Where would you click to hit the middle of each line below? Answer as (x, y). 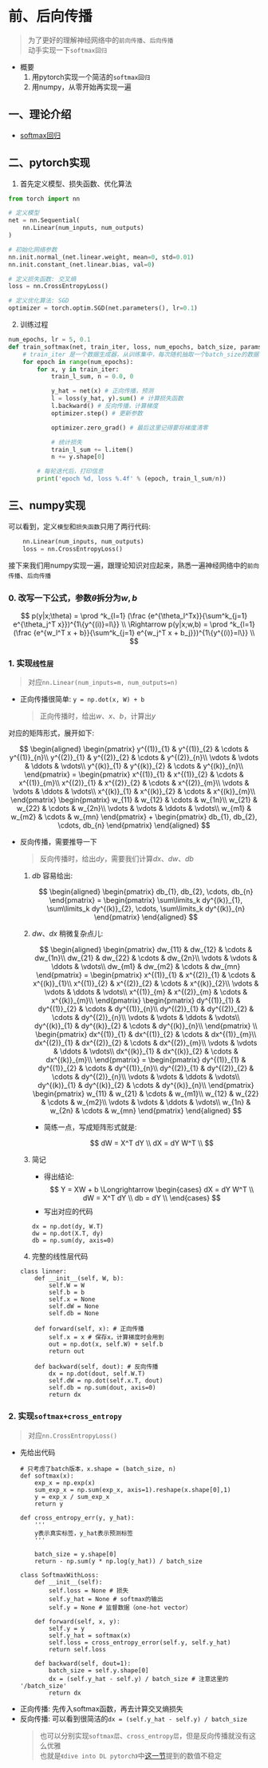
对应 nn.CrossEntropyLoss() (73, 1435)
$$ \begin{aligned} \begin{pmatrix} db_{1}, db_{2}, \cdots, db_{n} (146, 892)
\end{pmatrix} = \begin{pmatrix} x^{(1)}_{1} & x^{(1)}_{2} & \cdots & (134, 774)
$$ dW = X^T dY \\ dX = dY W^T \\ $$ (152, 1143)
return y (49, 1504)
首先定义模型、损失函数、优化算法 (76, 184)
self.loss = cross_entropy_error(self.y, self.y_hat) (140, 1642)
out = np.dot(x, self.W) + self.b (106, 1345)
